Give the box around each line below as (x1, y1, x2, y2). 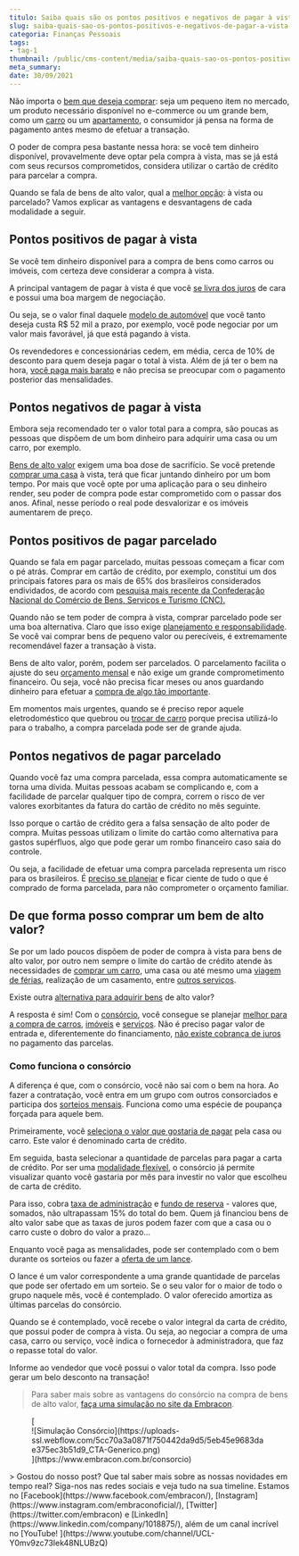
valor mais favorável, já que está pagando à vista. (9, 328, 191, 339)
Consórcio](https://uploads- (77, 1426, 180, 1436)
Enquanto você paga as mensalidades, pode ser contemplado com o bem (9, 1244, 279, 1255)
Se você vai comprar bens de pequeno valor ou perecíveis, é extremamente (9, 631, 287, 642)
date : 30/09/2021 (9, 71, 74, 80)
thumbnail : (9, 54, 50, 63)
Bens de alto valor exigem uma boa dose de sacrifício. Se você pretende (9, 460, 276, 470)
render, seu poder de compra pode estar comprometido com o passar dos (9, 488, 282, 499)
